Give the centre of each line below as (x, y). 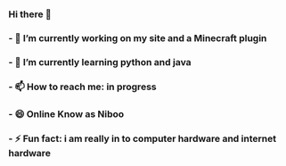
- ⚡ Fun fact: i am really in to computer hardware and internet (143, 138)
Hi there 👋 (30, 14)
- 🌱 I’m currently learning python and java (100, 62)
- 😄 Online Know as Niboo (66, 113)
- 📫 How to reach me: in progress (82, 87)
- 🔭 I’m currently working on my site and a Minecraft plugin (138, 37)
